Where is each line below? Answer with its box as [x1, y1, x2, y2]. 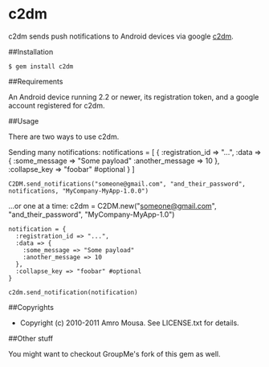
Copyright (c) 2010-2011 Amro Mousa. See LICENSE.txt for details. [19, 318, 239, 328]
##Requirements [8, 76, 63, 86]
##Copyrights [8, 302, 55, 312]
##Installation [8, 47, 54, 56]
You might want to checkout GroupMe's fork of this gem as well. [8, 349, 221, 358]
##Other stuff [8, 333, 54, 343]
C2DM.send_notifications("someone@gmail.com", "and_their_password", [8, 180, 247, 188]
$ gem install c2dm [8, 62, 74, 71]
